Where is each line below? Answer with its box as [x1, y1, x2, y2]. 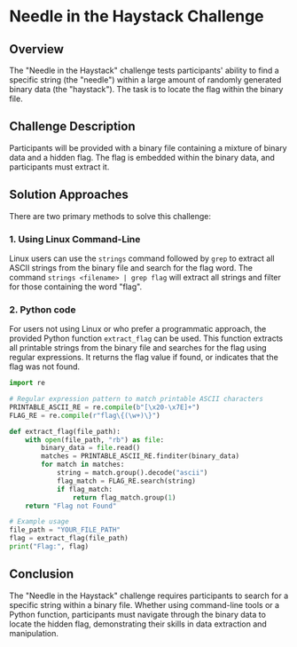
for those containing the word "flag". [9, 281, 143, 292]
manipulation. [9, 627, 59, 638]
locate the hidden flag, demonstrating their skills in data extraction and [9, 619, 268, 629]
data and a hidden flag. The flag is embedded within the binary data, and [9, 152, 275, 162]
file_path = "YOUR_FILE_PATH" [9, 525, 121, 534]
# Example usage [9, 517, 69, 526]
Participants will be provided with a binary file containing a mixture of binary [9, 142, 287, 153]
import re [9, 379, 46, 388]
